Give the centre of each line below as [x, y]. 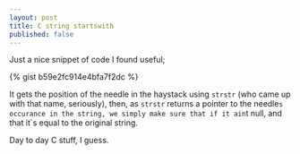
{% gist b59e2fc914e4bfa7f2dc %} [74, 77]
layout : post [34, 17]
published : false [42, 34]
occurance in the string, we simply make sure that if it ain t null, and [146, 114]
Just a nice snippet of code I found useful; [87, 60]
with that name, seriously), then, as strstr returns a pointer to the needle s [146, 104]
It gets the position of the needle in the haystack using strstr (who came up [150, 94]
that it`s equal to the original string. [74, 123]
